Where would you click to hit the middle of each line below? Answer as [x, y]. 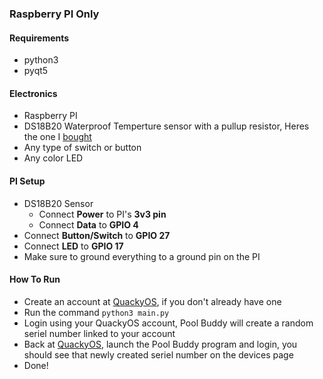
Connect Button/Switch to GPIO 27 [97, 235]
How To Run [35, 279]
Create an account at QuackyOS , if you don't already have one [152, 301]
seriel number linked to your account [99, 333]
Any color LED [53, 158]
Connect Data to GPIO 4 [88, 224]
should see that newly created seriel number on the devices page [158, 354]
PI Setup [27, 181]
